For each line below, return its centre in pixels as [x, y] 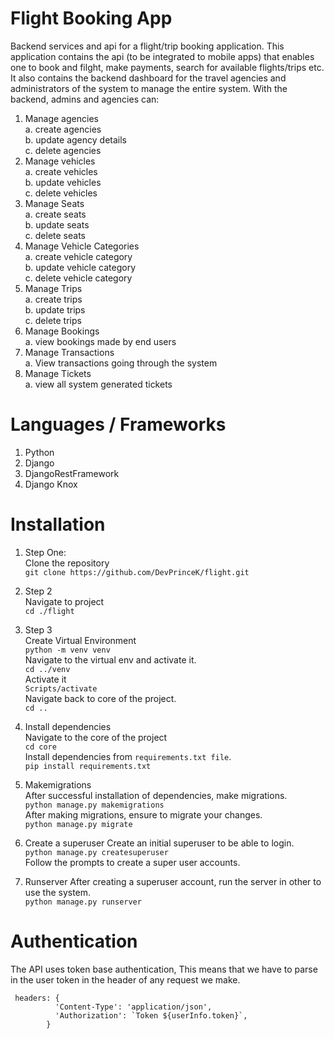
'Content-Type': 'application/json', [133, 1007]
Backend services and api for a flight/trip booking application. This [147, 46]
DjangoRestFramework [72, 473]
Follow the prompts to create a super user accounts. [132, 862]
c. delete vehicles [61, 193]
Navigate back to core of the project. [100, 698]
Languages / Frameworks [118, 424]
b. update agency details [75, 139]
